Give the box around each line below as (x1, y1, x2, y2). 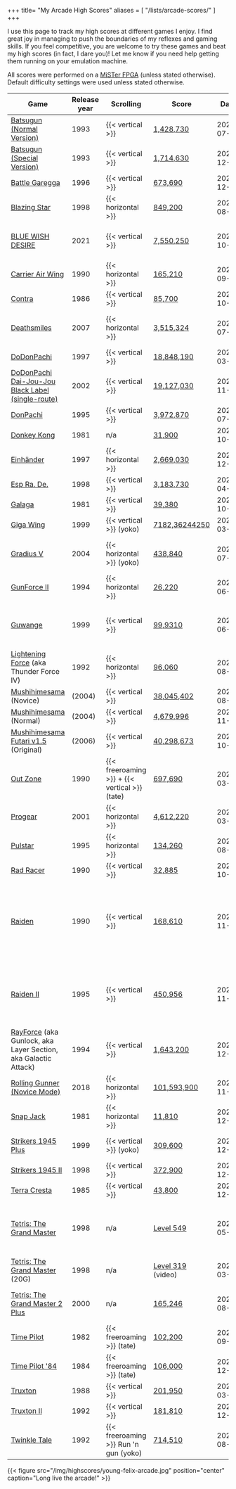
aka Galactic (11, 1054, 52, 1063)
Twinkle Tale (11, 1435, 53, 1445)
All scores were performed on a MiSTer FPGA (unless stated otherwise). (7, 70, 216, 79)
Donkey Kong (11, 430, 55, 440)
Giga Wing (11, 520, 46, 530)
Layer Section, (11, 1044, 58, 1054)
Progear (11, 812, 37, 822)
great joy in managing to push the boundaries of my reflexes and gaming (7, 34, 218, 43)
